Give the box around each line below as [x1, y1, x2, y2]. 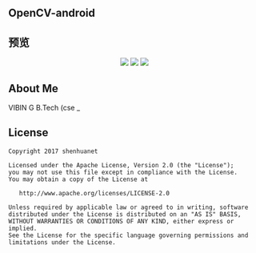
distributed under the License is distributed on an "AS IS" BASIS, [8, 210, 242, 219]
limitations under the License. [8, 238, 116, 247]
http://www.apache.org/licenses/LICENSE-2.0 [18, 189, 170, 197]
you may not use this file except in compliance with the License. [8, 168, 238, 176]
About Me [8, 82, 58, 95]
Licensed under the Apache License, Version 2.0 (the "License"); [8, 161, 234, 169]
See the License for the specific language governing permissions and [8, 231, 249, 239]
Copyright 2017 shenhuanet [8, 147, 98, 155]
